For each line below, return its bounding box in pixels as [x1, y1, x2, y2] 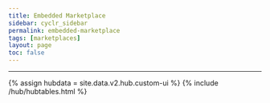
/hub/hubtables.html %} [8, 87, 88, 96]
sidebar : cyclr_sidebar [8, 19, 88, 27]
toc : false [8, 49, 45, 57]
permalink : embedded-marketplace [8, 26, 121, 34]
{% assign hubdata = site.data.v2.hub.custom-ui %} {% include [8, 78, 219, 88]
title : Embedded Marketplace [8, 11, 106, 20]
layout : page [8, 42, 52, 50]
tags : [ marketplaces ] [8, 34, 81, 42]
